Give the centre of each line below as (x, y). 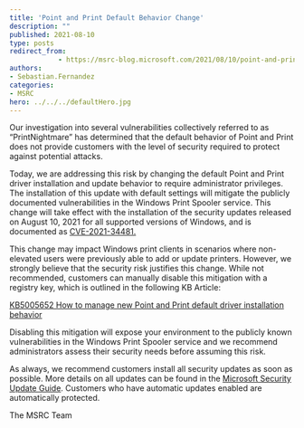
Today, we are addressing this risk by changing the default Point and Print (147, 174)
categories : (32, 85)
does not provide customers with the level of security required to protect (145, 147)
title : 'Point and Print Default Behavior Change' (107, 18)
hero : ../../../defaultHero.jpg (70, 102)
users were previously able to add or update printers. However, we (168, 259)
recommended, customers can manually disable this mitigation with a (138, 278)
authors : (26, 69)
